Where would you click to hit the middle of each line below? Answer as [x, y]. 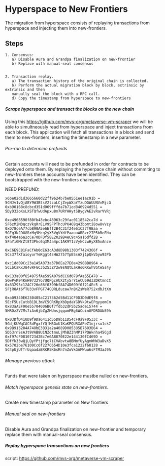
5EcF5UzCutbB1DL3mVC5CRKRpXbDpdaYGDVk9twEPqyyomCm [58, 302]
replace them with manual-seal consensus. [49, 434]
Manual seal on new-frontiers [35, 414]
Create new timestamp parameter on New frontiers [57, 402]
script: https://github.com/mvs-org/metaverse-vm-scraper [65, 458]
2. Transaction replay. [30, 77]
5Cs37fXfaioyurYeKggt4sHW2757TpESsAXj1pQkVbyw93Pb [58, 254]
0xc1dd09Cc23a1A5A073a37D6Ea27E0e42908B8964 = [54, 263]
